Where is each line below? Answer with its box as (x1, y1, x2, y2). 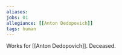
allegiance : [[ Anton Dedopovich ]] (6, 20, 94, 26)
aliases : (6, 8, 28, 15)
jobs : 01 (6, 15, 28, 21)
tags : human (6, 25, 36, 32)
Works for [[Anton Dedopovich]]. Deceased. (6, 42, 116, 50)
